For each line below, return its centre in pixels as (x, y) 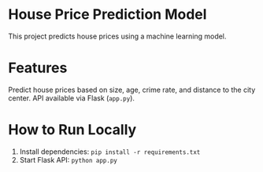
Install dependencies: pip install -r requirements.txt (110, 152)
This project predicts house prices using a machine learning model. (117, 36)
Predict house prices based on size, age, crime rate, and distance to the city (132, 90)
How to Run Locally (72, 130)
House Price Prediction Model (107, 15)
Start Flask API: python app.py (69, 159)
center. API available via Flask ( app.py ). (72, 98)
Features (38, 68)
